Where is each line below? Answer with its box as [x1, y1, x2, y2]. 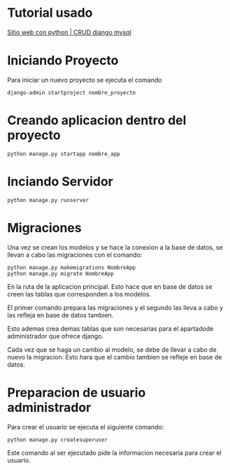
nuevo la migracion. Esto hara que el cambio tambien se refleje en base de [7, 352, 222, 361]
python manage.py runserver [7, 197, 89, 204]
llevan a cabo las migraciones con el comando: [7, 250, 143, 259]
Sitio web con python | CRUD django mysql [7, 28, 131, 36]
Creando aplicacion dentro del [7, 113, 187, 129]
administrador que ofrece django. [7, 332, 103, 340]
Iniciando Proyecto [7, 52, 119, 69]
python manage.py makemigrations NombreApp [7, 264, 136, 271]
